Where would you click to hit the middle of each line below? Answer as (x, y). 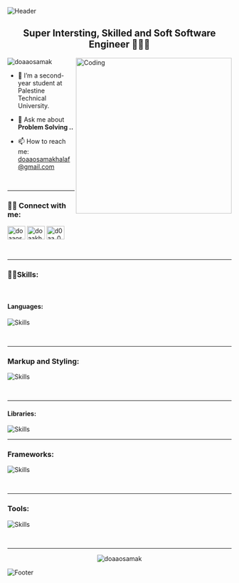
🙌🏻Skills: (23, 275)
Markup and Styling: (43, 361)
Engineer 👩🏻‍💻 (119, 44)
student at (47, 83)
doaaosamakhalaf (44, 159)
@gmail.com (36, 167)
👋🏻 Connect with (37, 205)
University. (33, 105)
